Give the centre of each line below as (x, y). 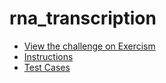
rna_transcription (83, 18)
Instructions (48, 56)
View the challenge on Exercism (89, 46)
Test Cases (47, 67)
